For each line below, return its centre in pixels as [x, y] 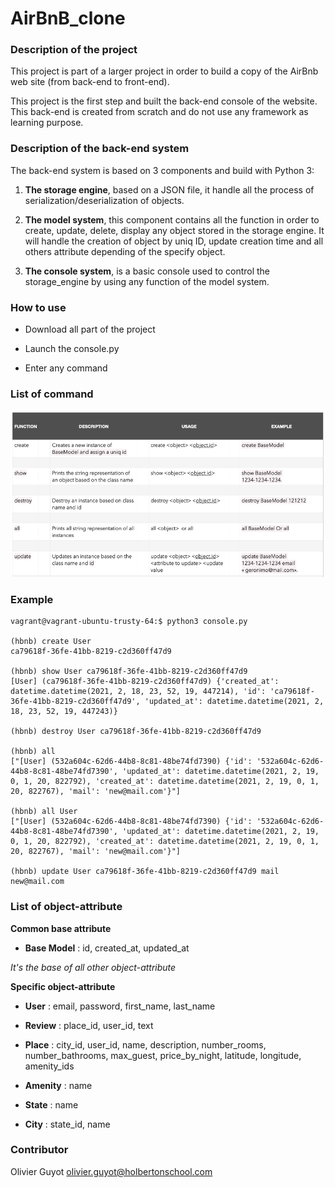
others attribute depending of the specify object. [125, 251]
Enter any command [66, 368]
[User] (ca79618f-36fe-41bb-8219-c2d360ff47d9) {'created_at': [145, 682]
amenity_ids [49, 1066]
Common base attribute [61, 928]
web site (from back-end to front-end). [90, 82]
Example [32, 599]
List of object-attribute [66, 907]
